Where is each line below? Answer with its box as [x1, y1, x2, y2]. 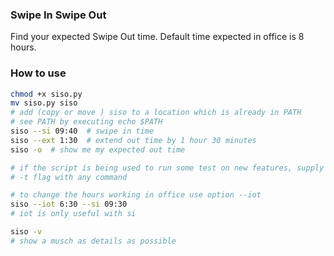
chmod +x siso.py [10, 89, 83, 99]
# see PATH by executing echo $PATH [10, 117, 163, 127]
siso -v [10, 227, 43, 237]
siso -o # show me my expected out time [10, 144, 186, 155]
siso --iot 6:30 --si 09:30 [10, 199, 128, 210]
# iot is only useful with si [10, 209, 137, 219]
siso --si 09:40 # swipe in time [10, 126, 155, 137]
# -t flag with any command [10, 172, 128, 182]
